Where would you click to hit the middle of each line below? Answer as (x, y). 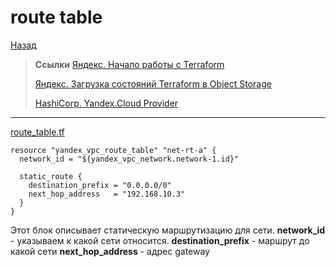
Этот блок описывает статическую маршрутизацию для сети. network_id (168, 230)
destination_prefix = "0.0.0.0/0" (100, 185)
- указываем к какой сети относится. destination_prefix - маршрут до (160, 240)
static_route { (51, 176)
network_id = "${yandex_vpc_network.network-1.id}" (129, 159)
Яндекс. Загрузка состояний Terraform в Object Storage (153, 83)
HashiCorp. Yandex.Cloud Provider (106, 103)
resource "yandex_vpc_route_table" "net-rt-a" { (113, 150)
